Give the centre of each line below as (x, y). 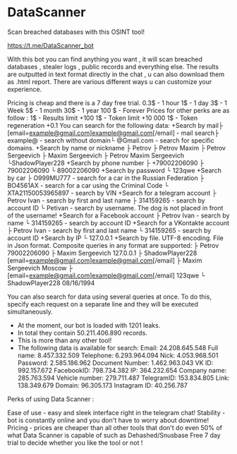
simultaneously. (30, 311)
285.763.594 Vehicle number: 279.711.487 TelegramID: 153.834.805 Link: (123, 378)
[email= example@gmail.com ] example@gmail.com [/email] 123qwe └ (107, 275)
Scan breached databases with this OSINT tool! (76, 32)
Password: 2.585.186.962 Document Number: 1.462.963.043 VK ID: (115, 363)
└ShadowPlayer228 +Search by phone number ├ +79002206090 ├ (106, 162)
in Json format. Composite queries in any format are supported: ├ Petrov (113, 245)
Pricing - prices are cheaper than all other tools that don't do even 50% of (115, 427)
